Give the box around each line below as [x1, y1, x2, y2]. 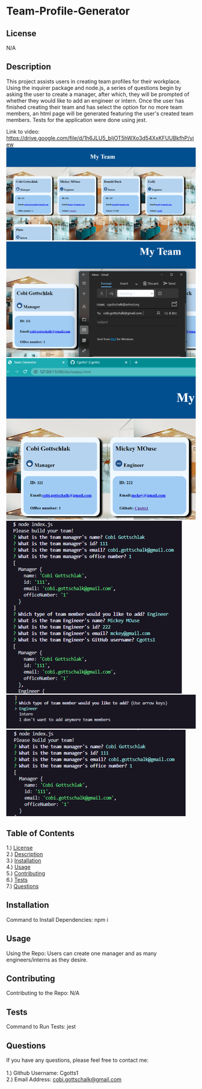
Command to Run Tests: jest [6, 1023, 76, 1030]
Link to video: [6, 128, 40, 135]
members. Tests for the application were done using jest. [6, 116, 147, 123]
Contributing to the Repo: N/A [6, 989, 80, 997]
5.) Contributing [6, 870, 45, 877]
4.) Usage [6, 863, 31, 870]
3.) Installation [6, 857, 41, 864]
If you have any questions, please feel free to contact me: [6, 1056, 149, 1064]
